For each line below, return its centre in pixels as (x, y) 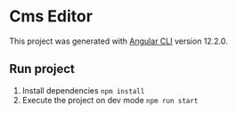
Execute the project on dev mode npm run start (110, 100)
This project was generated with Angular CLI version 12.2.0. (119, 41)
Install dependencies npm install (83, 90)
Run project (42, 69)
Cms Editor (51, 16)
